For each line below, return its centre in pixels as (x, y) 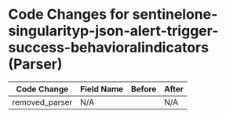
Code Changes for (69, 14)
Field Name (102, 89)
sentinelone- (175, 14)
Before (144, 89)
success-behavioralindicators (109, 48)
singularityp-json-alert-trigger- (113, 31)
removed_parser (42, 102)
